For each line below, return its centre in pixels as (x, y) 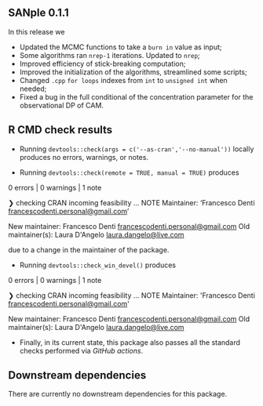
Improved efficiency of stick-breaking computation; (102, 63)
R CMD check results (60, 130)
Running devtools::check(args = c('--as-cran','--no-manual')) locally (137, 149)
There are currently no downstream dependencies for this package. (118, 394)
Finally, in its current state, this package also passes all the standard (130, 342)
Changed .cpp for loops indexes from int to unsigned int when (123, 80)
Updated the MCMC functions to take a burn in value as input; (121, 47)
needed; (33, 89)
